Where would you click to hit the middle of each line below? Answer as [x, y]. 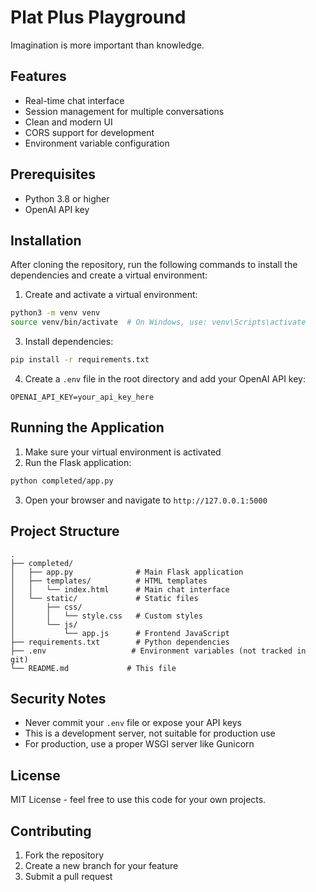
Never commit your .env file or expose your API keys [133, 723]
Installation [46, 240]
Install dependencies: [69, 342]
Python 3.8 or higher [67, 198]
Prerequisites [53, 174]
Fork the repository [64, 855]
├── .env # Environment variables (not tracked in [158, 651]
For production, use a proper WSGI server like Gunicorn [139, 744]
